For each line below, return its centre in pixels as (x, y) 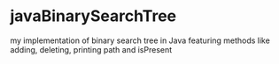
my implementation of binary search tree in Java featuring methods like (140, 40)
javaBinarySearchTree (93, 16)
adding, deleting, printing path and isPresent (91, 49)
